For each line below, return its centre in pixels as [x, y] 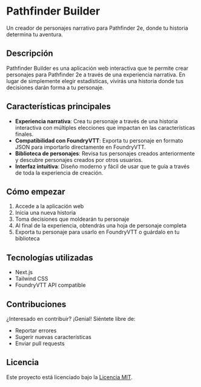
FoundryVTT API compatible [50, 285]
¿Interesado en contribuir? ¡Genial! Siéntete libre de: [71, 319]
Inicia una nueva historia [45, 213]
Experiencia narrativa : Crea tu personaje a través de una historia [96, 121]
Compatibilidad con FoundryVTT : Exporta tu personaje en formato [99, 140]
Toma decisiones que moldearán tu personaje [72, 219]
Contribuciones [36, 304]
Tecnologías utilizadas [50, 257]
